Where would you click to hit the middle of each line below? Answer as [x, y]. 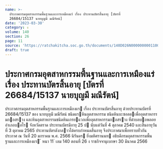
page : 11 [14, 41]
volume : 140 [17, 32]
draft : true [17, 50]
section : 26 [17, 37]
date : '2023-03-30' [25, 23]
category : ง [17, 28]
